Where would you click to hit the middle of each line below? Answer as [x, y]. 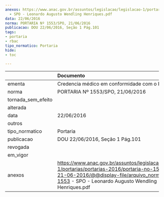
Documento [71, 76]
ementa [16, 84]
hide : [10, 50]
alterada [17, 107]
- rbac [12, 41]
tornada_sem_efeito [30, 100]
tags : [10, 32]
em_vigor [18, 155]
